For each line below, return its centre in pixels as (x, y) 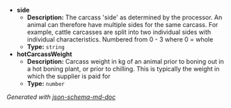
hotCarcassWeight (44, 54)
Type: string (46, 47)
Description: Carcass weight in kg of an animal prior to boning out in (125, 61)
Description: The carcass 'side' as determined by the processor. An (125, 17)
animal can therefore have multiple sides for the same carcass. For (122, 25)
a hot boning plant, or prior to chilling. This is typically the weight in (123, 69)
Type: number (46, 83)
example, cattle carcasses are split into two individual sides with (119, 32)
